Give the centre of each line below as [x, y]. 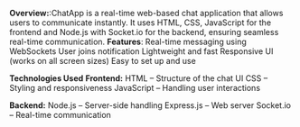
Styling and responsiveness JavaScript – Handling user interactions [135, 88]
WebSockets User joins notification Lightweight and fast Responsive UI [141, 51]
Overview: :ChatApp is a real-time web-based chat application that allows [146, 13]
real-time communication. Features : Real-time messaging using [128, 41]
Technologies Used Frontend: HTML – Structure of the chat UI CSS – [139, 78]
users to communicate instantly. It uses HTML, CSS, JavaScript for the [141, 23]
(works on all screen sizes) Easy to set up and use [103, 61]
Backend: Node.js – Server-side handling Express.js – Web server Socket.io [150, 105]
